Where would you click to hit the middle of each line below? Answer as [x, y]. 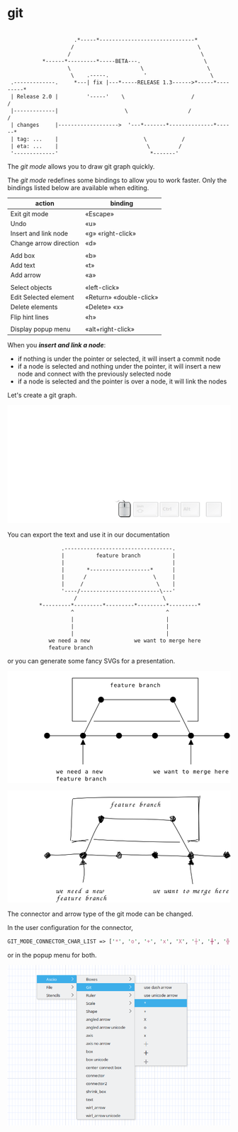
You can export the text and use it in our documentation [89, 534]
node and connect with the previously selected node [94, 374]
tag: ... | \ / [101, 139]
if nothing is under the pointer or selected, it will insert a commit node [119, 359]
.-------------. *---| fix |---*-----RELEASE [85, 82]
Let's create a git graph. [42, 395]
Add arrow [25, 275]
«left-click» [102, 287]
